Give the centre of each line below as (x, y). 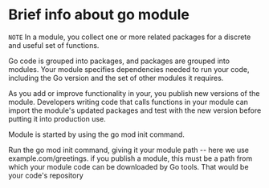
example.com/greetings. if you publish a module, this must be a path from (130, 158)
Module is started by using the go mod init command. (96, 134)
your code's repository (46, 175)
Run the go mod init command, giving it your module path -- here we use (129, 150)
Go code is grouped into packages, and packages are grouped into (119, 61)
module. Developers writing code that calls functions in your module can (128, 102)
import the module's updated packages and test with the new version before (135, 110)
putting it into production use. (57, 118)
